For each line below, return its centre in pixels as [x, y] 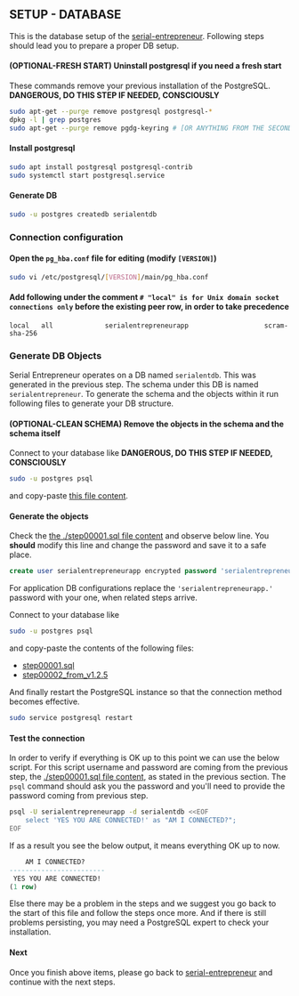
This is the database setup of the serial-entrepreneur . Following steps [137, 36]
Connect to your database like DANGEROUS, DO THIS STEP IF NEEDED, [141, 453]
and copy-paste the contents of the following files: [101, 648]
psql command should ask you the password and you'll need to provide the [147, 786]
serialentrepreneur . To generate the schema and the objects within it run [144, 394]
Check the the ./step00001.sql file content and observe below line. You [139, 536]
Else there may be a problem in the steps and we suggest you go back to [143, 903]
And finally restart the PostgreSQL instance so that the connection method [146, 692]
